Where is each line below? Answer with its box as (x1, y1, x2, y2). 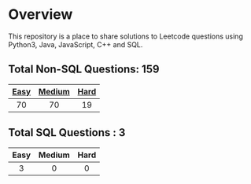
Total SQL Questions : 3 (8, 126, 126, 139)
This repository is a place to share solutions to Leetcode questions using (8, 31, 244, 41)
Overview (8, 6, 73, 24)
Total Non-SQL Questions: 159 (8, 63, 160, 76)
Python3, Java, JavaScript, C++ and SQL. (8, 39, 143, 49)
